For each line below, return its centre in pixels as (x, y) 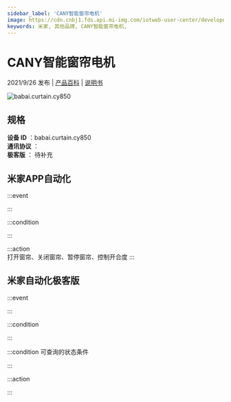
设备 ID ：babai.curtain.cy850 (49, 137)
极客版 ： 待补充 (30, 155)
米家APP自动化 (39, 178)
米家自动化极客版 (43, 281)
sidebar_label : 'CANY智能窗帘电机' (55, 13)
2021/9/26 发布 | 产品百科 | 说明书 (55, 82)
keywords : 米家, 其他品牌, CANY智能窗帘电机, (67, 26)
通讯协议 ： (23, 146)
